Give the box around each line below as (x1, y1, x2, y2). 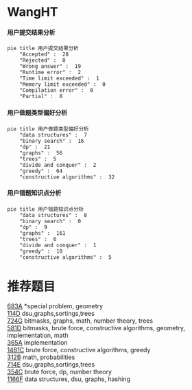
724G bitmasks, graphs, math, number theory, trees (7, 317, 153, 325)
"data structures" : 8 (19, 211, 88, 218)
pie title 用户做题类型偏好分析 (7, 125, 89, 133)
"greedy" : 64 (19, 168, 63, 174)
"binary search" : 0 (19, 218, 81, 225)
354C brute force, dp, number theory (7, 367, 112, 376)
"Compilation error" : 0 (19, 87, 94, 94)
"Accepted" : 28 (19, 51, 69, 58)
